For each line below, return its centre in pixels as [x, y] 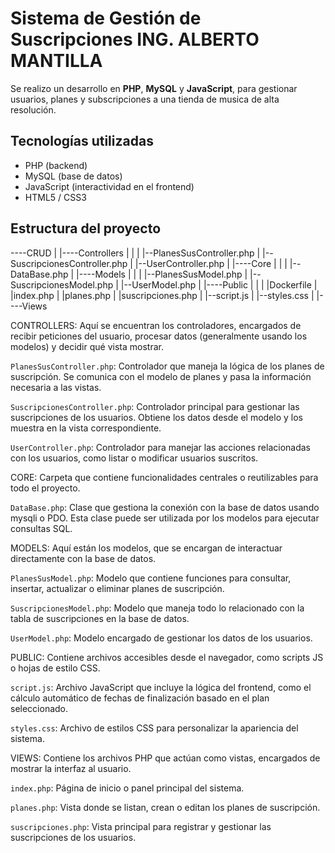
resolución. [33, 109]
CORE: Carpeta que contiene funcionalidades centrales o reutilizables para [164, 477]
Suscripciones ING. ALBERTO [135, 39]
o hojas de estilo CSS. [55, 668]
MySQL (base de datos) [73, 176]
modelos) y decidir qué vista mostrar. [87, 346]
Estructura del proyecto [86, 228]
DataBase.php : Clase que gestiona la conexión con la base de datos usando [165, 507]
